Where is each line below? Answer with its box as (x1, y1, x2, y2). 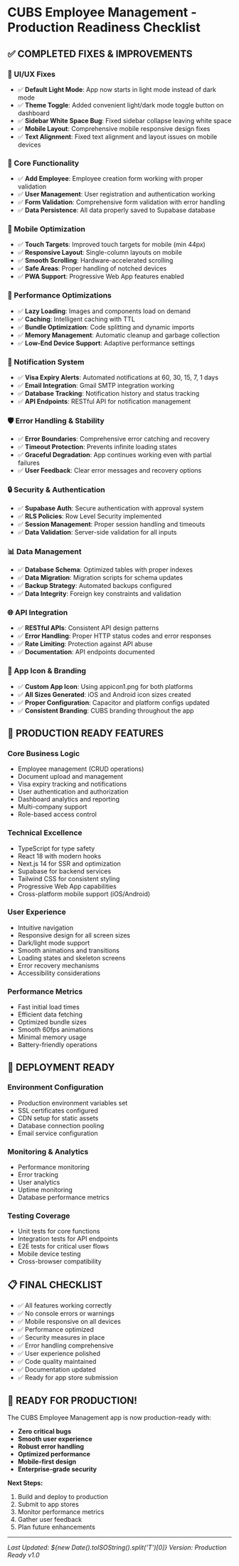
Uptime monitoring (17, 1186, 73, 1194)
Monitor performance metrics (17, 1508, 105, 1516)
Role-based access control (17, 810, 97, 819)
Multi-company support (17, 802, 87, 811)
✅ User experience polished (17, 1350, 101, 1358)
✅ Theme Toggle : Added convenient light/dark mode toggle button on (17, 100, 224, 109)
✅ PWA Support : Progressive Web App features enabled (17, 272, 184, 281)
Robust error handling (17, 1442, 84, 1451)
